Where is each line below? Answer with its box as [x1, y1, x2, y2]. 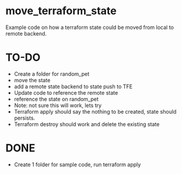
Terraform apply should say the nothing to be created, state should [14, 108, 177, 115]
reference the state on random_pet [14, 95, 99, 102]
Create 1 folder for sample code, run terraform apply [14, 161, 141, 168]
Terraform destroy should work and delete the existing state [14, 120, 160, 128]
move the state [14, 76, 51, 83]
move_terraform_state [5, 4, 117, 18]
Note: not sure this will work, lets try [14, 102, 102, 109]
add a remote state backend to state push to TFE [14, 83, 133, 90]
